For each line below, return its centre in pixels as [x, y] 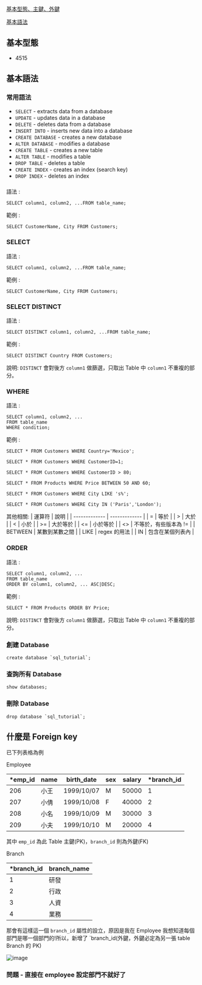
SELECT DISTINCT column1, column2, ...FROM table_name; [78, 332]
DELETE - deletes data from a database [63, 124]
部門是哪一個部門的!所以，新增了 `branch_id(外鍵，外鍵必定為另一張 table [98, 938]
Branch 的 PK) [24, 946]
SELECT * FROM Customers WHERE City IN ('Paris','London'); [84, 505]
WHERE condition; [28, 428]
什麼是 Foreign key [42, 736]
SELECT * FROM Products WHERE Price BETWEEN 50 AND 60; [78, 483]
